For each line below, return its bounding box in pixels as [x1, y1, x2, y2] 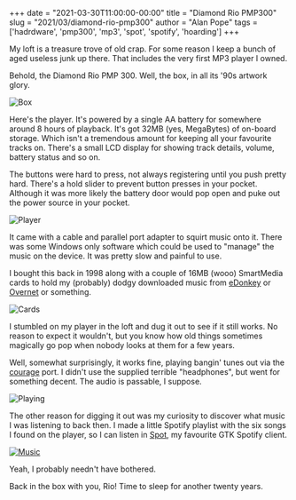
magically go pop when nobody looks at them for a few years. [9, 340, 235, 350]
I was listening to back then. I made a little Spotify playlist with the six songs [9, 420, 286, 430]
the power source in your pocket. [9, 197, 130, 208]
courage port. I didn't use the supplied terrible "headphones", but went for [9, 367, 281, 377]
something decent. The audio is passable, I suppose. [9, 377, 202, 386]
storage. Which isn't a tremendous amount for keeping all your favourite [9, 133, 272, 143]
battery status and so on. [9, 152, 101, 163]
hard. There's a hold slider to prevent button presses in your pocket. [9, 179, 258, 189]
